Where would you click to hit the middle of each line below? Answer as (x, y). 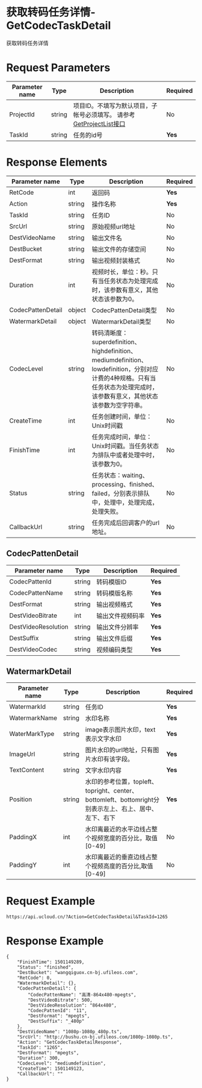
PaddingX (23, 837)
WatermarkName (33, 718)
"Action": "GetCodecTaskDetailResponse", (69, 1042)
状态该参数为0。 (115, 299)
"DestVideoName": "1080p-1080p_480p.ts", (69, 1032)
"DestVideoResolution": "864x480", (72, 1005)
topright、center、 (112, 791)
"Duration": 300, (39, 1058)
